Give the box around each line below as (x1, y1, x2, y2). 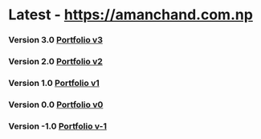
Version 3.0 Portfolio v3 (8, 35, 103, 46)
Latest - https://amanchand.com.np (8, 6, 253, 24)
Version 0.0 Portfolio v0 (8, 99, 104, 110)
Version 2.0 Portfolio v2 (8, 56, 103, 67)
